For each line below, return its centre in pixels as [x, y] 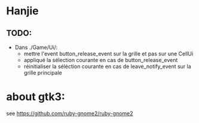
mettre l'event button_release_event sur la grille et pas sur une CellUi [108, 54]
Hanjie [22, 11]
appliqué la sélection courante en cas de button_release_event [101, 60]
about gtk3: [36, 97]
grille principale [43, 73]
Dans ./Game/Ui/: [36, 47]
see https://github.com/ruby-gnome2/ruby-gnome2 [70, 113]
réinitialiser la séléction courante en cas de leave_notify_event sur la [107, 66]
